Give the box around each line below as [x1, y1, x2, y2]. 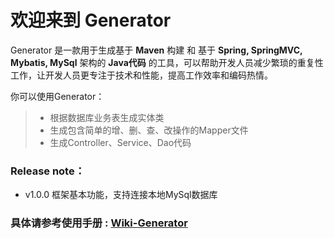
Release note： [10, 164, 86, 178]
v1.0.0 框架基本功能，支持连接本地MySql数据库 [24, 189, 218, 201]
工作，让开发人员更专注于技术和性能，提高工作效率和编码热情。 [10, 69, 273, 81]
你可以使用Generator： [10, 90, 105, 102]
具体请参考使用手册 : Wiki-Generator [10, 216, 188, 230]
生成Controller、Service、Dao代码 [49, 136, 192, 148]
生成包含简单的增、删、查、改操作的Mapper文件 [49, 124, 249, 136]
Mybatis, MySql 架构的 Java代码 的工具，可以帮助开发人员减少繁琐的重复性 [10, 56, 324, 68]
